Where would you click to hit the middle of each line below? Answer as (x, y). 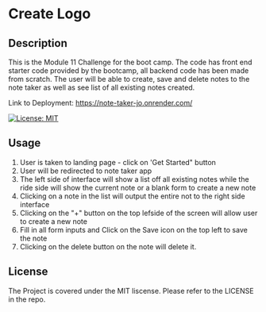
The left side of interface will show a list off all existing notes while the (134, 179)
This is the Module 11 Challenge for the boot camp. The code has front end (130, 62)
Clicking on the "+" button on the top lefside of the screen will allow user (139, 213)
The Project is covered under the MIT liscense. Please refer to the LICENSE (131, 291)
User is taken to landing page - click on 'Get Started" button (118, 162)
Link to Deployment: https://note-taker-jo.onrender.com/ (100, 103)
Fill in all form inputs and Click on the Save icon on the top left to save (133, 229)
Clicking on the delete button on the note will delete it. (108, 246)
